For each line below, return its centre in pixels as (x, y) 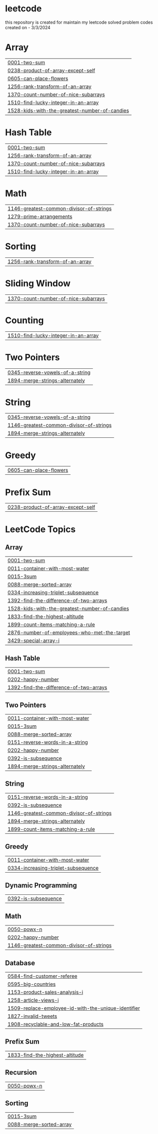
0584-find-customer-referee (42, 976)
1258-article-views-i (33, 1000)
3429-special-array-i (34, 640)
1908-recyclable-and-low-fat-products (56, 1024)
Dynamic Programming (41, 885)
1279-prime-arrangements (40, 216)
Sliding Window (38, 283)
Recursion (21, 1073)
